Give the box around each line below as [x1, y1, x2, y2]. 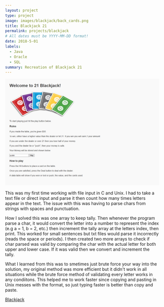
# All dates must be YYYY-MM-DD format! [5, 34, 89, 39]
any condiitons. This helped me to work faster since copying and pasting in [5, 277, 157, 283]
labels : [5, 44, 21, 49]
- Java [9, 49, 23, 54]
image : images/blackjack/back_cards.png [5, 18, 89, 23]
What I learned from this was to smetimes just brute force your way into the [5, 261, 157, 267]
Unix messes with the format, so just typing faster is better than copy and [5, 282, 153, 288]
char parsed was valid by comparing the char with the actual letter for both [5, 241, 156, 247]
